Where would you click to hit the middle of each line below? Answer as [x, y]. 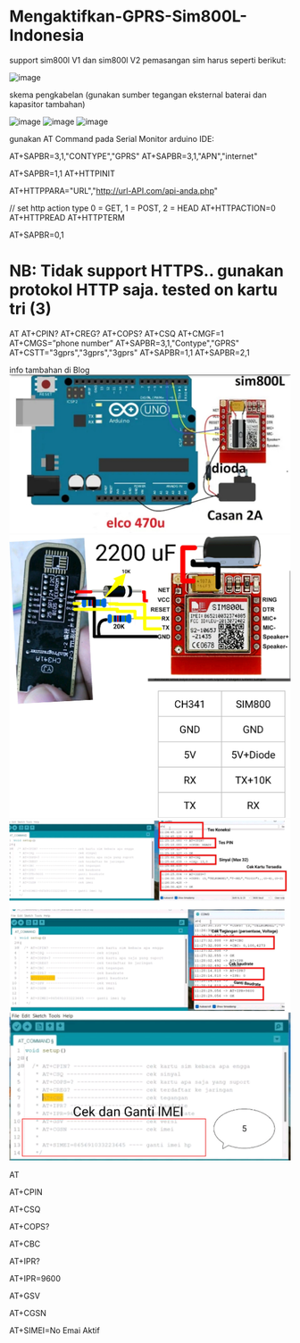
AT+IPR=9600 [35, 1278]
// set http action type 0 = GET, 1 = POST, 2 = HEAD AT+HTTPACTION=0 [143, 208]
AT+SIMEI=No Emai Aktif [54, 1330]
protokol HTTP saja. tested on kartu [144, 290]
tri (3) [30, 309]
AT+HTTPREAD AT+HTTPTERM [67, 217]
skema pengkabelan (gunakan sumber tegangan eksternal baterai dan [138, 95]
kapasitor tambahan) [47, 104]
